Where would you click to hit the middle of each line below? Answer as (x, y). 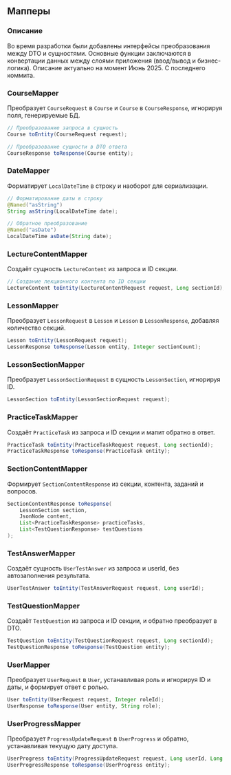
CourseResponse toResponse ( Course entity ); (70, 153)
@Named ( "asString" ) (35, 205)
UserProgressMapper (44, 724)
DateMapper (29, 171)
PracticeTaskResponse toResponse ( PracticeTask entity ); (89, 451)
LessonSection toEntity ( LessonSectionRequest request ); (89, 400)
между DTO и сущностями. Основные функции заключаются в (99, 53)
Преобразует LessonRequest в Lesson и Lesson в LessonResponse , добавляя (113, 321)
